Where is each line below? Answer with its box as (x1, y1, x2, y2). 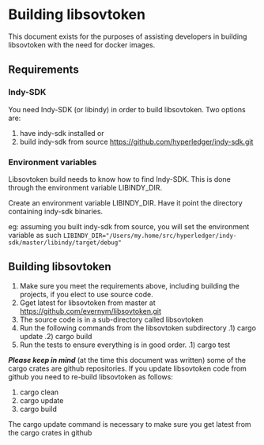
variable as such (8, 230, 62, 239)
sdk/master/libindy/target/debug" (8, 239, 123, 247)
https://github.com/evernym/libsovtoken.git (19, 306, 162, 315)
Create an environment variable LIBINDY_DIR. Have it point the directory (8, 198, 243, 207)
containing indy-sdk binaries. (8, 206, 104, 216)
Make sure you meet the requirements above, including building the (19, 281, 239, 290)
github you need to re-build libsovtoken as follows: (8, 371, 174, 381)
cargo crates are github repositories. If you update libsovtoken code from (8, 364, 247, 373)
